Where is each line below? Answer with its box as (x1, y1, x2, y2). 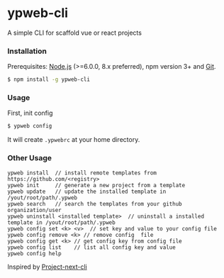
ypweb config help (7, 250, 62, 257)
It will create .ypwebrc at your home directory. (7, 135, 140, 144)
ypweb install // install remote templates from (7, 169, 157, 177)
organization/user (7, 206, 62, 213)
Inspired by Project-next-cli (7, 262, 87, 271)
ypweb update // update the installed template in (7, 188, 167, 195)
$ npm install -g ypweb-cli (7, 76, 91, 83)
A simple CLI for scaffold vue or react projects (7, 28, 142, 37)
